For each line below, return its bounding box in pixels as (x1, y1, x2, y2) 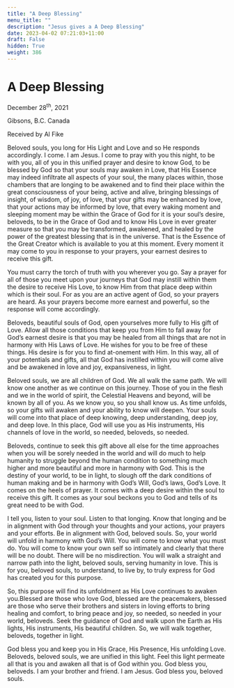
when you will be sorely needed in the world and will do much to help (7, 449, 206, 458)
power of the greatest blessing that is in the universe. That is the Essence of (7, 233, 226, 241)
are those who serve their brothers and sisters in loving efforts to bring (7, 602, 210, 610)
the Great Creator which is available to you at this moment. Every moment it (7, 240, 224, 248)
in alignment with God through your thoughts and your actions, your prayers (7, 522, 225, 530)
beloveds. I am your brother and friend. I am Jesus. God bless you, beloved (7, 667, 223, 675)
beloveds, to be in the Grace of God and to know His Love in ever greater (7, 217, 217, 226)
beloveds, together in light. (7, 632, 84, 640)
